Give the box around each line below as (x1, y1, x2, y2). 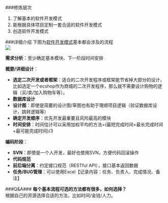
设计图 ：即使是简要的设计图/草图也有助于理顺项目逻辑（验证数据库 (12, 102, 153, 108)
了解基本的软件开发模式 (12, 15, 62, 21)
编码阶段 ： (5, 139, 28, 145)
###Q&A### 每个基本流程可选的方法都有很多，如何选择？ (5, 186, 127, 192)
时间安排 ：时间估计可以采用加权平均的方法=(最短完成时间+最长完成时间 (12, 122, 163, 127)
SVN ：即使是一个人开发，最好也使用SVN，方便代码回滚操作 (12, 150, 139, 155)
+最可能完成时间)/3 (12, 128, 53, 134)
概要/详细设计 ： (5, 66, 39, 72)
